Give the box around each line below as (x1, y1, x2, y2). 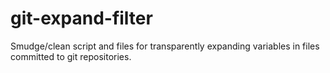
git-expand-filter (10, 7, 153, 30)
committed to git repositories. (10, 50, 132, 62)
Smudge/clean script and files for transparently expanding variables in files (10, 40, 320, 52)
